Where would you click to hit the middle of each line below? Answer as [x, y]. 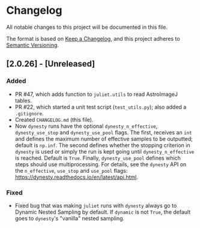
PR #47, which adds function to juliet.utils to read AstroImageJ [96, 94]
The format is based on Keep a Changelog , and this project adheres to [93, 38]
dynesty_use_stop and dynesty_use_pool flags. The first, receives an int [103, 132]
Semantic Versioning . [32, 45]
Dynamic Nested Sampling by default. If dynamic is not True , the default [103, 212]
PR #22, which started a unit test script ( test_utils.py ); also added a [101, 107]
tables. [23, 100]
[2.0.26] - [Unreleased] [50, 64]
